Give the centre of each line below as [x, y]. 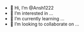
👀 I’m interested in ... [32, 13]
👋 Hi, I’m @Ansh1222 [32, 8]
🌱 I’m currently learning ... [37, 19]
